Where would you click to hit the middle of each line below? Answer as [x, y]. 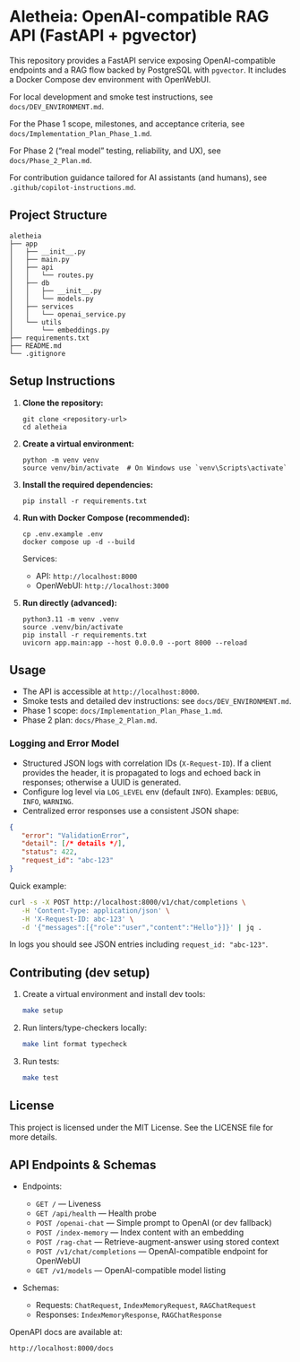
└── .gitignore [38, 353]
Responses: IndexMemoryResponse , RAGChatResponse [129, 1314]
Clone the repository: [63, 403]
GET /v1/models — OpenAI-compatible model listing [131, 1271]
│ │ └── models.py [51, 299]
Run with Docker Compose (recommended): [106, 517]
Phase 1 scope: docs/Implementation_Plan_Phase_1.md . [123, 711]
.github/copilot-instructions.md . [73, 187]
